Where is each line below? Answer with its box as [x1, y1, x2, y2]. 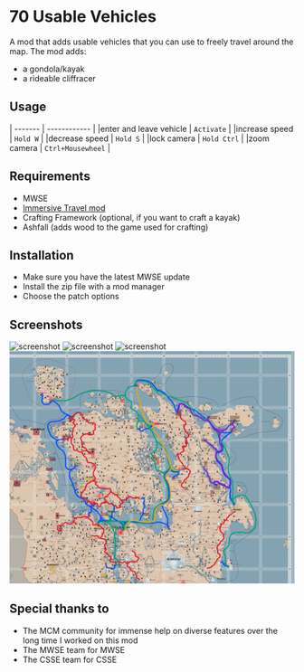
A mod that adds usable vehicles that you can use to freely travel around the [9, 36, 294, 47]
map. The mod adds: [9, 45, 87, 56]
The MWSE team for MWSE [22, 644, 126, 655]
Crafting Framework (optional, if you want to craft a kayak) [22, 212, 241, 222]
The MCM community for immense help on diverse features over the [22, 625, 279, 636]
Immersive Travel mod [22, 202, 106, 213]
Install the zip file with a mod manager [22, 281, 165, 292]
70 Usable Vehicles [9, 6, 157, 27]
